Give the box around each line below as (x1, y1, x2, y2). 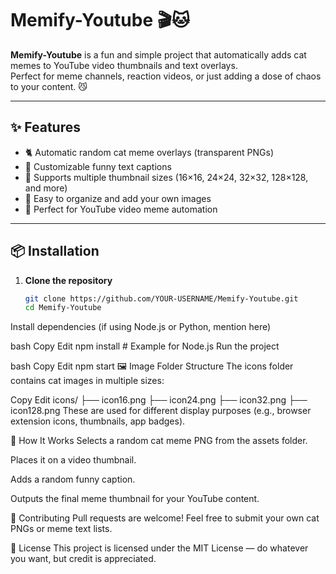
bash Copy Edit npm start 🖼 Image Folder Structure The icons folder (10, 360, 294, 372)
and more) (24, 182, 68, 194)
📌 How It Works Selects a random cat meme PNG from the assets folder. (10, 435, 308, 447)
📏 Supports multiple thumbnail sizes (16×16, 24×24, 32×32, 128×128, (24, 171, 309, 183)
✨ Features (10, 119, 81, 136)
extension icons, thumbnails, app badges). (10, 415, 186, 427)
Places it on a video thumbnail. (10, 454, 137, 466)
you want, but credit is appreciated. (10, 553, 157, 565)
